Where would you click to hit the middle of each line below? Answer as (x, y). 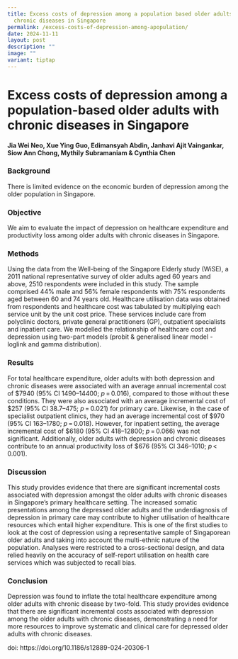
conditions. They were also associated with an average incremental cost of (117, 400)
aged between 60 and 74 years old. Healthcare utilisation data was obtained (119, 299)
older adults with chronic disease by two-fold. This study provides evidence (118, 604)
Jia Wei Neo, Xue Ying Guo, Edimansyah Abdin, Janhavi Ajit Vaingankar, (116, 145)
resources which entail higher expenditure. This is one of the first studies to (118, 525)
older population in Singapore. (51, 194)
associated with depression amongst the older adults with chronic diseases (117, 495)
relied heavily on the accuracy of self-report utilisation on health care (108, 555)
